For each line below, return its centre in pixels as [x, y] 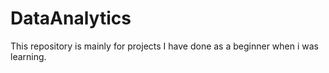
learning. [28, 56]
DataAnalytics [71, 18]
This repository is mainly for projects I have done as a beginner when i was [165, 46]
